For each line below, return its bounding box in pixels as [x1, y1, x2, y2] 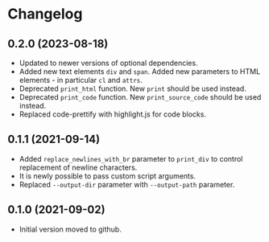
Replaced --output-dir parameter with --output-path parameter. [19, 179, 235, 189]
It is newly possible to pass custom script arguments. [19, 170, 197, 181]
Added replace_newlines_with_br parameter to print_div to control [19, 154, 243, 163]
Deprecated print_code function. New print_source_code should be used [19, 92, 262, 101]
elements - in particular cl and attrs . [19, 76, 143, 84]
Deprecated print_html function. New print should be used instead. [19, 84, 246, 93]
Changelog [7, 5, 83, 23]
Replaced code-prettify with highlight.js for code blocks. [19, 109, 207, 119]
